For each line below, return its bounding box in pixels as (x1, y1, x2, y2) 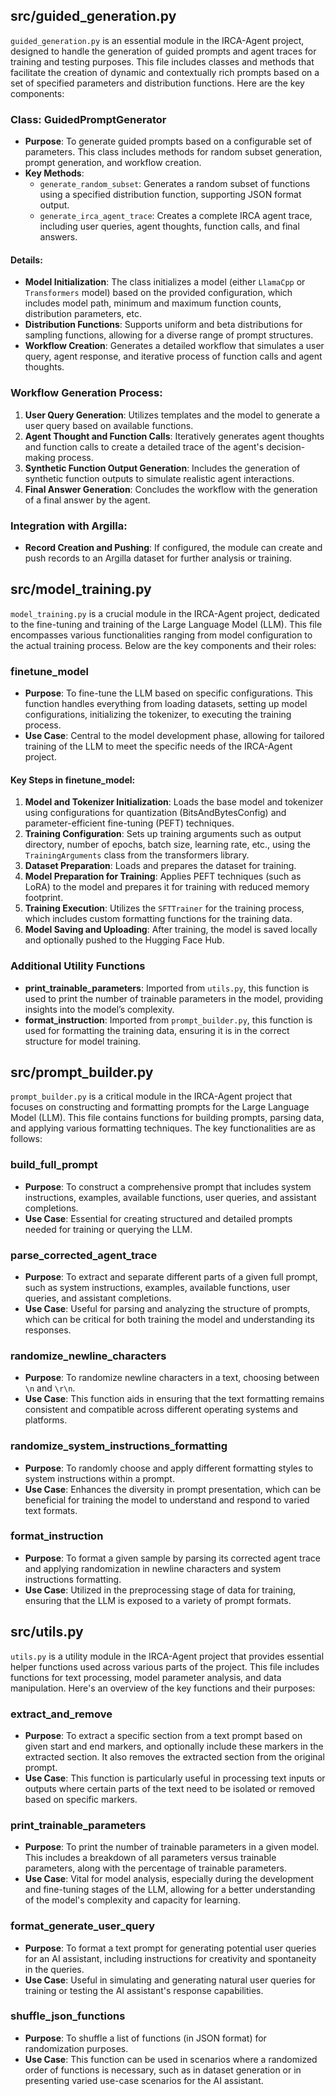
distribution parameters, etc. (24, 308, 142, 320)
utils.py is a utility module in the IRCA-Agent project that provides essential (10, 1650, 325, 1662)
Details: (10, 254, 43, 266)
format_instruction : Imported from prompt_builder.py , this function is (24, 1014, 313, 1026)
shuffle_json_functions (10, 2009, 126, 2023)
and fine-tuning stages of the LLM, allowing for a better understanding (24, 1884, 316, 1896)
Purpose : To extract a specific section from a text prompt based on (24, 1729, 303, 1741)
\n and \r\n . (24, 1382, 76, 1394)
